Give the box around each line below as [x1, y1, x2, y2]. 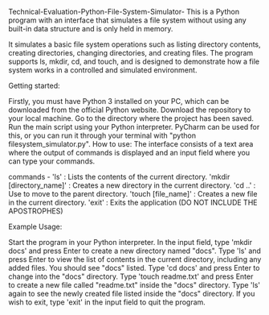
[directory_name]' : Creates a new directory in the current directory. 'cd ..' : [8, 180, 256, 190]
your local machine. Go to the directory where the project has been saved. [8, 114, 255, 123]
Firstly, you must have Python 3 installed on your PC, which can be [8, 97, 230, 106]
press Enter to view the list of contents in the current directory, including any [8, 255, 262, 264]
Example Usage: [8, 222, 63, 231]
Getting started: [8, 81, 60, 90]
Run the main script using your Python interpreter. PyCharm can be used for [8, 122, 260, 131]
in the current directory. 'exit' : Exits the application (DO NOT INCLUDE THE [8, 197, 258, 207]
